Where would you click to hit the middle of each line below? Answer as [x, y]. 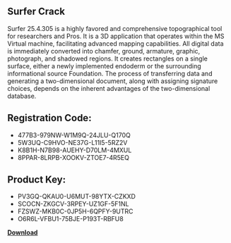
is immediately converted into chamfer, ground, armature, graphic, [104, 51]
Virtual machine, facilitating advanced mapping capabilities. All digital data [115, 43]
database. [22, 96]
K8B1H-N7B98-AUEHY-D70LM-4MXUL [75, 150]
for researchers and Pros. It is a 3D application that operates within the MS [116, 36]
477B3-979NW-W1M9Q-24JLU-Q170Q [74, 135]
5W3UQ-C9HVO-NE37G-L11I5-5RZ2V [72, 142]
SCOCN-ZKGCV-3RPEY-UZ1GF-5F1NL [73, 204]
